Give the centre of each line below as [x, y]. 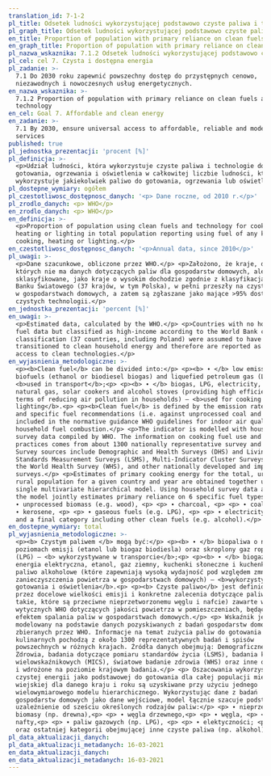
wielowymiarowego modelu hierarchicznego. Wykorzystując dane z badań [137, 692]
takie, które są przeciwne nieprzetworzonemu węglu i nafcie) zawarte [137, 602]
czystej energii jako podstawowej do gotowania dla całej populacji [133, 677]
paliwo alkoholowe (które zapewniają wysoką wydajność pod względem [133, 572]
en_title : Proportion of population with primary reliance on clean [126, 38]
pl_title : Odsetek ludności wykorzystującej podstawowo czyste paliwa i [133, 23]
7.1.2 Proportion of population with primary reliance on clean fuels [137, 99]
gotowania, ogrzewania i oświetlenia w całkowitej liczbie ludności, [135, 174]
